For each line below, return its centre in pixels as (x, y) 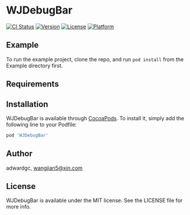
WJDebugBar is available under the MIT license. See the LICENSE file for (94, 200)
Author (19, 154)
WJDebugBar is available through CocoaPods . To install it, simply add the (95, 118)
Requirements (32, 84)
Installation (27, 104)
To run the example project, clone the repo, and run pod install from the (95, 59)
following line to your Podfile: (42, 124)
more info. (19, 207)
